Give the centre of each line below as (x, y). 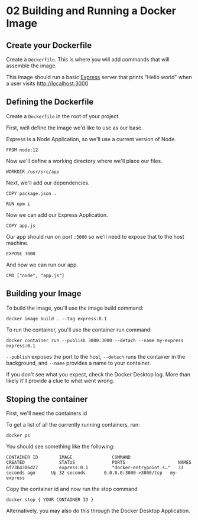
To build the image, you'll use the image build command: (75, 308)
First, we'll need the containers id (47, 413)
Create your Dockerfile (49, 45)
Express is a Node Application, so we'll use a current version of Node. (91, 139)
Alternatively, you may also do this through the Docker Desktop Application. (98, 511)
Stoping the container (47, 399)
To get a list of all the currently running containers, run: (73, 425)
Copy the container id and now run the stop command (72, 489)
